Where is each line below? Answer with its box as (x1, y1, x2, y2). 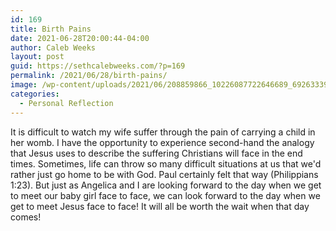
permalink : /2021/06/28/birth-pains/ (10, 71, 168, 81)
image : (10, 80, 38, 90)
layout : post (10, 52, 65, 62)
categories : (10, 89, 60, 99)
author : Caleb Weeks (10, 42, 97, 53)
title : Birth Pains (10, 24, 92, 34)
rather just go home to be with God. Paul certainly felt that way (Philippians (10, 168, 319, 180)
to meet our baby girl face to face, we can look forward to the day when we (10, 189, 321, 201)
